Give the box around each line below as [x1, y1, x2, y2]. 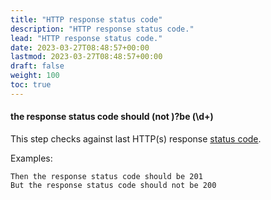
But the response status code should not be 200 [10, 180, 217, 190]
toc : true [10, 80, 52, 90]
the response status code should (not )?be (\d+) [10, 111, 214, 123]
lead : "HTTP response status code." [10, 33, 163, 43]
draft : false [10, 61, 65, 71]
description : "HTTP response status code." [10, 24, 195, 34]
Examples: [10, 152, 53, 164]
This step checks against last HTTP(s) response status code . [10, 132, 262, 145]
